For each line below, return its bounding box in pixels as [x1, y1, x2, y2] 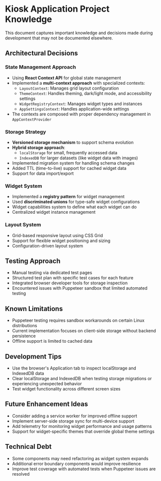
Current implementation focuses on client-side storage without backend [12, 328, 156, 334]
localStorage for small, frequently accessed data [19, 149, 118, 155]
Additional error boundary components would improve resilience [12, 461, 141, 466]
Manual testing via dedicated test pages [12, 270, 92, 276]
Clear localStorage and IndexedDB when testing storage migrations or [12, 375, 152, 381]
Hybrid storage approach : [12, 145, 65, 150]
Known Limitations [5, 304, 63, 313]
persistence [12, 333, 36, 339]
